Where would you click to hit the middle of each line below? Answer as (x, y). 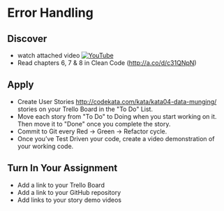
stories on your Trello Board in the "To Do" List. (85, 109)
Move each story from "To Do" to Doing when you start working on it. (117, 116)
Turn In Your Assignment (62, 168)
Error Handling (51, 13)
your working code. (45, 146)
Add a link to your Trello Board (61, 185)
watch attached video (48, 55)
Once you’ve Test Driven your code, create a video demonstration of (116, 138)
